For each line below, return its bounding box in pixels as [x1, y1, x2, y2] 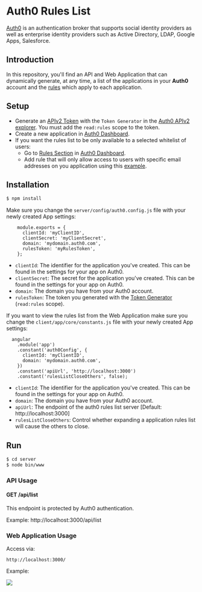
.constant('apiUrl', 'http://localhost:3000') [17, 368, 136, 374]
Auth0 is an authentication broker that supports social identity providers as [6, 24, 192, 31]
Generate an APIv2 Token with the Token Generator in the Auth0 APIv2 [14, 117, 190, 125]
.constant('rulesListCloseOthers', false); [17, 374, 128, 380]
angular [11, 337, 31, 343]
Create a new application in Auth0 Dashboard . [14, 130, 130, 137]
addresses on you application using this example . [24, 162, 147, 169]
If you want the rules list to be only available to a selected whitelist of [14, 136, 187, 143]
